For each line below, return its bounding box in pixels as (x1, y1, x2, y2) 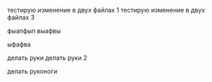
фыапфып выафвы (7, 27, 62, 35)
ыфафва (7, 40, 31, 48)
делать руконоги (7, 67, 58, 75)
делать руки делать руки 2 (7, 54, 87, 62)
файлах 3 (7, 13, 35, 22)
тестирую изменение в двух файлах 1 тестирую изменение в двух (7, 6, 205, 14)
